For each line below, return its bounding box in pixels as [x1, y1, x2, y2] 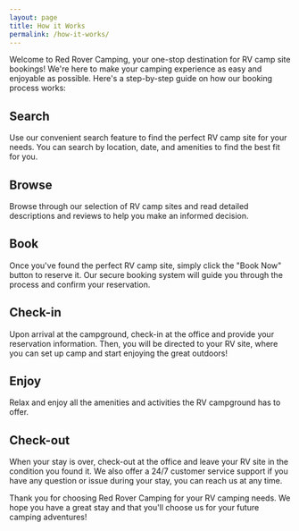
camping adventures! [9, 511, 87, 523]
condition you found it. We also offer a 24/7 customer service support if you [9, 466, 288, 476]
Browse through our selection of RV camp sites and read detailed [9, 201, 249, 211]
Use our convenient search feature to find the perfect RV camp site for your [9, 132, 287, 143]
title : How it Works [9, 21, 87, 30]
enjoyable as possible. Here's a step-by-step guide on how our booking [9, 73, 273, 84]
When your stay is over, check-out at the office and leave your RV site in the [9, 457, 289, 468]
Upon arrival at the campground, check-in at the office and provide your [9, 328, 275, 340]
